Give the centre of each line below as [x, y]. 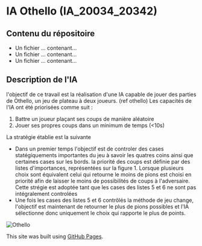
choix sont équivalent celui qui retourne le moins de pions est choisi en [103, 174]
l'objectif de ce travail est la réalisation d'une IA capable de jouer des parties [101, 94]
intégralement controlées [46, 193]
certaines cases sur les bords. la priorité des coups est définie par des [103, 161]
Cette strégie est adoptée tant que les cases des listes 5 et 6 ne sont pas [106, 187]
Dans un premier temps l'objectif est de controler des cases [89, 149]
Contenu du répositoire [51, 34]
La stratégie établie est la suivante [49, 137]
